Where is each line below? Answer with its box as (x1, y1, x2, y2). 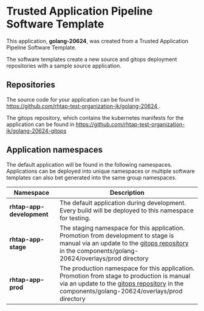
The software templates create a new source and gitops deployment (6, 55, 177, 63)
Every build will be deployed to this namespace (59, 206, 194, 214)
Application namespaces (6, 145, 103, 155)
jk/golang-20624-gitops (6, 127, 67, 135)
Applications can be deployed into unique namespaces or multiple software (6, 167, 195, 175)
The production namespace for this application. (59, 264, 195, 272)
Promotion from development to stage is (59, 231, 174, 240)
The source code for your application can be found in (6, 96, 140, 103)
